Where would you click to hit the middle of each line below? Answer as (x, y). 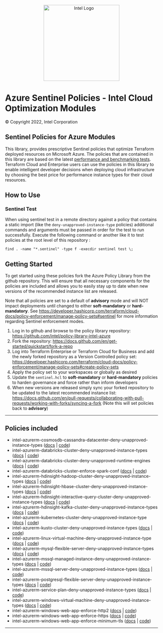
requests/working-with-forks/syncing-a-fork (57, 403)
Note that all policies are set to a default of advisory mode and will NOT (77, 301)
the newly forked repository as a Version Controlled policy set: (74, 357)
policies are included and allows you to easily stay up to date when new (77, 286)
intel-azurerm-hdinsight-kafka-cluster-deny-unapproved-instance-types (85, 507)
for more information (137, 316)
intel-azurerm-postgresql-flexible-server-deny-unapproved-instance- (82, 579)
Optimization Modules (50, 108)
